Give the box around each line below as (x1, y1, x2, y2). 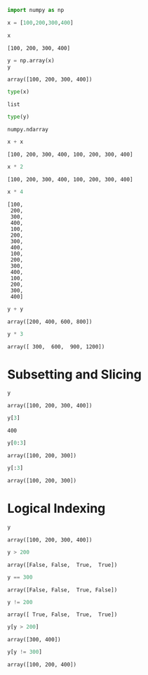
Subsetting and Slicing (7, 366, 142, 382)
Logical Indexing (7, 501, 106, 516)
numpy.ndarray (7, 126, 49, 133)
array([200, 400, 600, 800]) (7, 318, 93, 325)
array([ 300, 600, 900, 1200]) (7, 343, 105, 350)
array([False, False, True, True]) (7, 561, 118, 568)
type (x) (7, 89, 30, 96)
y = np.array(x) (7, 57, 55, 64)
